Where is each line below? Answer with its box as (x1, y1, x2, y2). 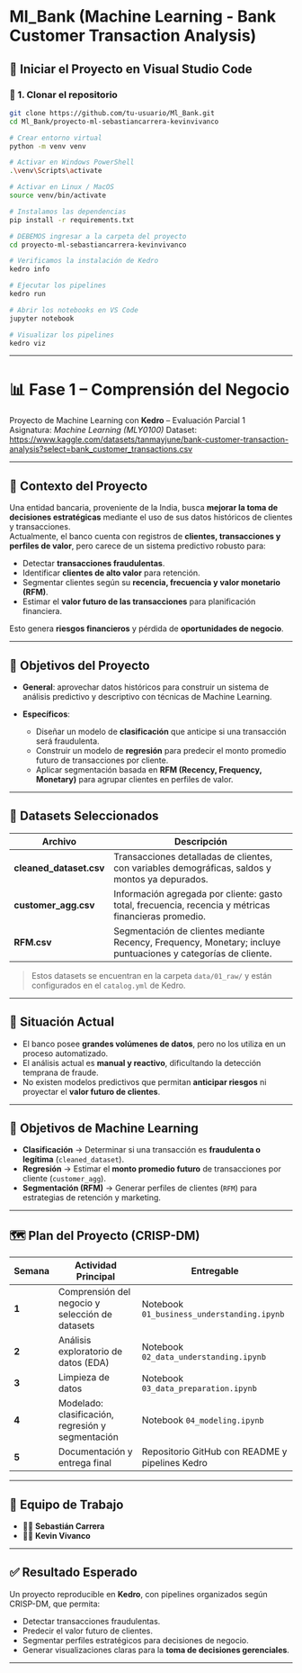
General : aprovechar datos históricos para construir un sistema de (22, 682, 270, 692)
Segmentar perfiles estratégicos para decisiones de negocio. (22, 1634, 249, 1645)
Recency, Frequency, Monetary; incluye (113, 936, 281, 948)
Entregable (191, 1265, 240, 1278)
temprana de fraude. (22, 1067, 99, 1078)
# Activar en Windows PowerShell (9, 158, 135, 167)
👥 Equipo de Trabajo (9, 1497, 124, 1512)
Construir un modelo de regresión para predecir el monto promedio (35, 745, 287, 755)
